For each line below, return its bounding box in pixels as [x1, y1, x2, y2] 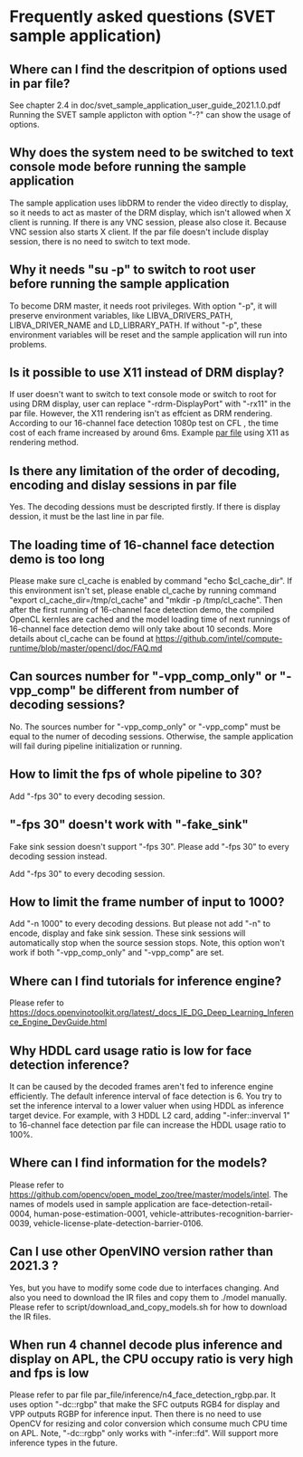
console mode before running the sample [9, 159, 247, 175]
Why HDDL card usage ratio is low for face [9, 1043, 252, 1058]
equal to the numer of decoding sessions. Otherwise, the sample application [9, 730, 294, 741]
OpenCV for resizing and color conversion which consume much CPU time [9, 1418, 288, 1429]
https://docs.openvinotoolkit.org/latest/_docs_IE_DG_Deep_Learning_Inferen [9, 1007, 294, 1018]
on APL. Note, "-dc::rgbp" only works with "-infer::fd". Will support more [9, 1428, 279, 1439]
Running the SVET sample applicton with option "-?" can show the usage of [9, 110, 291, 119]
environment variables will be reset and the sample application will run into [9, 329, 288, 340]
